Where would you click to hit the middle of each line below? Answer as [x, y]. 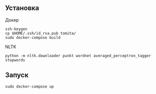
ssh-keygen [16, 29]
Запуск [17, 75]
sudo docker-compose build [33, 37]
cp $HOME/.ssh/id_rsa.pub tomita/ [41, 33]
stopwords [15, 60]
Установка [22, 8]
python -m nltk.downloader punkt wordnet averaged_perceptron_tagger [78, 56]
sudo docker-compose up [30, 86]
